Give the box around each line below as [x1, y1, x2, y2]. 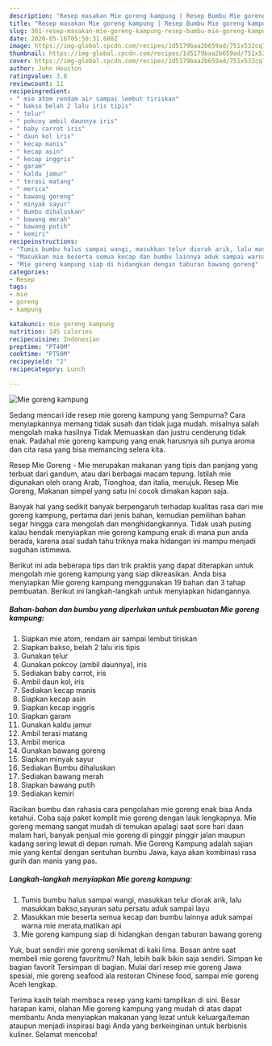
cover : [9, 57, 31, 66]
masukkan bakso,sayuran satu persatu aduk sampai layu [20, 904, 210, 913]
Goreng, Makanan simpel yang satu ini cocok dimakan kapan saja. [9, 486, 229, 495]
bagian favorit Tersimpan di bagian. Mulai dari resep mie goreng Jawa [9, 962, 242, 972]
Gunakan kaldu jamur [20, 720, 92, 729]
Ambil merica [20, 737, 65, 746]
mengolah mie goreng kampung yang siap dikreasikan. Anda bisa [9, 568, 227, 579]
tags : [9, 283, 27, 291]
